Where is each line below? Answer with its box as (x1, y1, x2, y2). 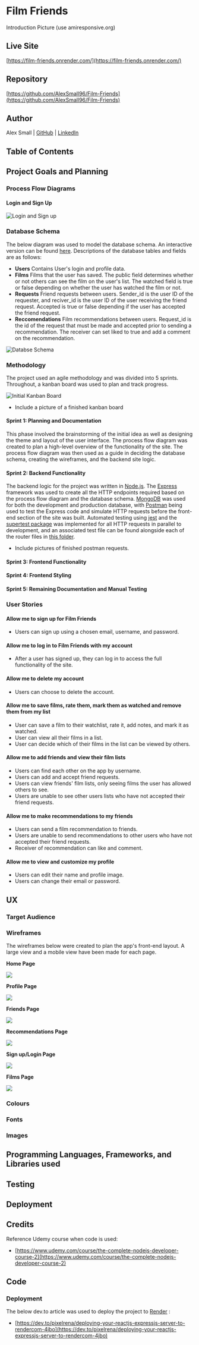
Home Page (6, 960, 36, 967)
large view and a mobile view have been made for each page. (6, 948, 157, 956)
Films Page (6, 1073, 34, 1080)
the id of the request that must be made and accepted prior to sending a (14, 322, 192, 329)
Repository (6, 74, 48, 84)
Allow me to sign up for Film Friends (6, 615, 97, 622)
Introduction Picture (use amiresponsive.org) (6, 24, 116, 31)
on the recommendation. (14, 334, 75, 341)
